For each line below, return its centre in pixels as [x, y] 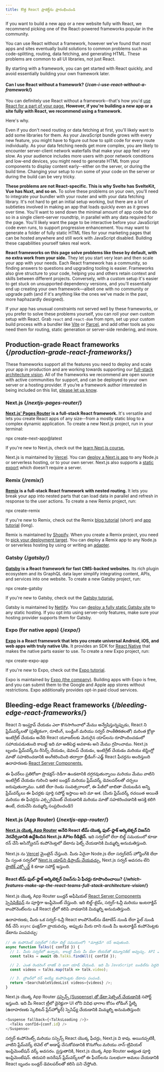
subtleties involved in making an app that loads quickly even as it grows [77, 207]
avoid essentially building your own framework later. [58, 73]
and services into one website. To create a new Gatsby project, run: [73, 579]
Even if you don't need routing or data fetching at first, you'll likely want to [80, 130]
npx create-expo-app [27, 660]
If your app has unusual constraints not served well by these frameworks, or [82, 308]
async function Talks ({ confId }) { [43, 947]
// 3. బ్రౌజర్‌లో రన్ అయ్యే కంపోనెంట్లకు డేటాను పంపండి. [56, 978]
